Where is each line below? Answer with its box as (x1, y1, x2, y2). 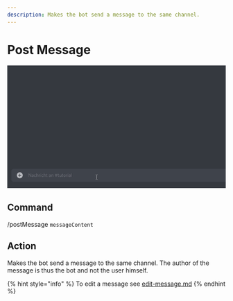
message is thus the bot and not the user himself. (7, 266, 148, 274)
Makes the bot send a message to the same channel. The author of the (7, 259, 209, 267)
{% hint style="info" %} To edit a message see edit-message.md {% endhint (7, 279, 226, 288)
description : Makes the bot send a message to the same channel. (7, 11, 200, 18)
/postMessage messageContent (7, 220, 94, 228)
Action (7, 240, 37, 252)
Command (7, 202, 53, 214)
